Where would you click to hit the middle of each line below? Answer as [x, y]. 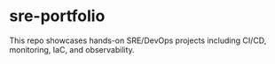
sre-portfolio [57, 16]
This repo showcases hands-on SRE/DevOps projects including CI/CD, [138, 40]
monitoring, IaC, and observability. [72, 49]
